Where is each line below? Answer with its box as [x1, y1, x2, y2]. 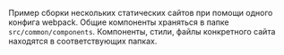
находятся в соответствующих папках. [8, 35, 158, 46]
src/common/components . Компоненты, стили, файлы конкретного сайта [8, 27, 276, 36]
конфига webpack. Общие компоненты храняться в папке [8, 17, 229, 27]
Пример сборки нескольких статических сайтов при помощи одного [8, 8, 273, 18]
